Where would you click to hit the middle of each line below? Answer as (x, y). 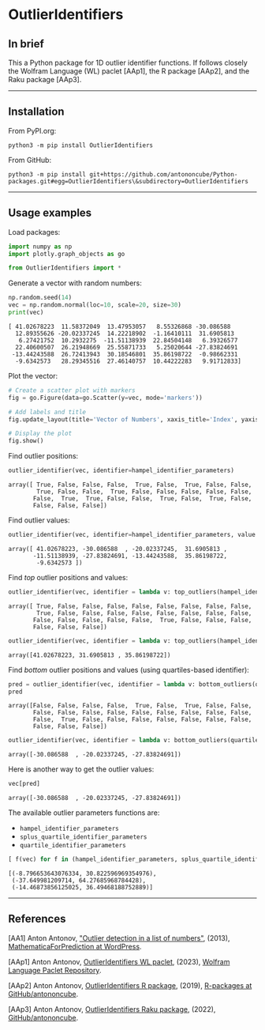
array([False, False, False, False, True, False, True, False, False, (130, 706)
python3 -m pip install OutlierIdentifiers (81, 145)
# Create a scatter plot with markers (72, 390)
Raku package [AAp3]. (45, 79)
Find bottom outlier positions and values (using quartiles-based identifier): (129, 670)
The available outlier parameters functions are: (84, 813)
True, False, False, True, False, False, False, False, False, (144, 492)
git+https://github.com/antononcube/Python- (164, 174)
